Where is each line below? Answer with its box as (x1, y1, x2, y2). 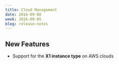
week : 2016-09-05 (5, 16, 42, 21)
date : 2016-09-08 (5, 12, 42, 17)
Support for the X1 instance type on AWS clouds (12, 53, 114, 59)
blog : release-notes (5, 21, 49, 26)
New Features (5, 39, 50, 48)
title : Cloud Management (5, 7, 57, 12)
